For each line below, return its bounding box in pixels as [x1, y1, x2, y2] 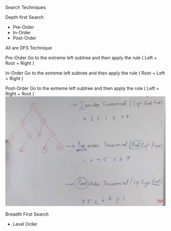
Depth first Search [5, 14, 44, 20]
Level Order [12, 221, 38, 227]
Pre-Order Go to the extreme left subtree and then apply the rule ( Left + [5, 55, 157, 61]
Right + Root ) [5, 91, 35, 96]
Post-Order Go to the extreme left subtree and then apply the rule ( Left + [5, 85, 160, 91]
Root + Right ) [5, 60, 35, 66]
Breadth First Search [5, 211, 49, 217]
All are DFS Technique [5, 45, 52, 50]
